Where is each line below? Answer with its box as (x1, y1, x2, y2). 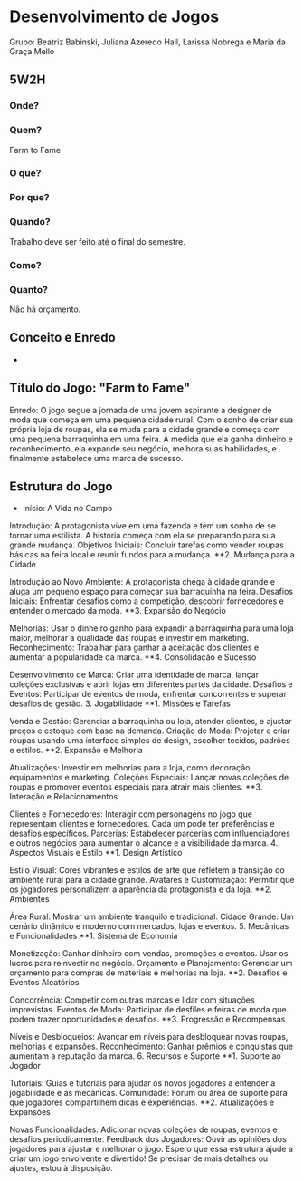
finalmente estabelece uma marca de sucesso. (9, 452, 184, 463)
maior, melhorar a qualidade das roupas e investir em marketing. (9, 633, 250, 644)
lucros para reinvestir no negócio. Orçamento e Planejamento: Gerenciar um (9, 958, 293, 969)
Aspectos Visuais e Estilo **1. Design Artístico (9, 848, 183, 858)
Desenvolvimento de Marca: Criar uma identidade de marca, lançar (9, 669, 260, 681)
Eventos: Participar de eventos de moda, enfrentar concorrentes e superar (9, 689, 288, 700)
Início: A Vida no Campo (22, 503, 113, 514)
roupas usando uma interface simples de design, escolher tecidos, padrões (9, 735, 291, 746)
